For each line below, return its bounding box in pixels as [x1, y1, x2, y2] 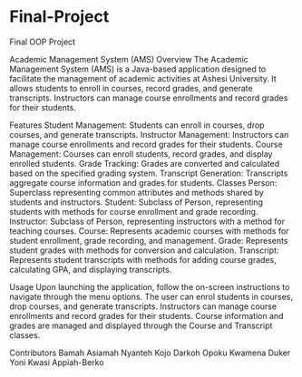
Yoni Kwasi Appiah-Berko [9, 356, 104, 368]
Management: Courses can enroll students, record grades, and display [9, 148, 273, 159]
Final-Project [9, 6, 110, 27]
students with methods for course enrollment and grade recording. [9, 206, 258, 217]
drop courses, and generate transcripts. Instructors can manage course [9, 301, 278, 312]
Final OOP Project [9, 36, 75, 47]
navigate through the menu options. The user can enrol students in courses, [9, 291, 293, 302]
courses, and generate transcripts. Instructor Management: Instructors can [9, 129, 289, 140]
